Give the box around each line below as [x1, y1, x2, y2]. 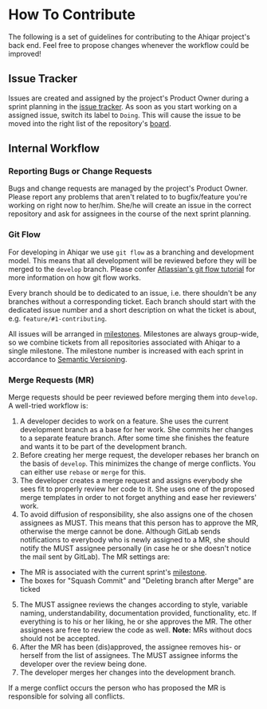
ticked [19, 585, 41, 594]
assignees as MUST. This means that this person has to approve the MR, [19, 518, 259, 528]
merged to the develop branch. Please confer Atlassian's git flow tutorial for [8, 264, 256, 274]
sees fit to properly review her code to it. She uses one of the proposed [19, 484, 255, 494]
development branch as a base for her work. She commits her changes [19, 425, 253, 435]
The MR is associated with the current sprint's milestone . [19, 568, 207, 577]
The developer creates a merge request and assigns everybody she [19, 476, 243, 486]
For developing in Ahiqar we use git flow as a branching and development [8, 247, 254, 257]
